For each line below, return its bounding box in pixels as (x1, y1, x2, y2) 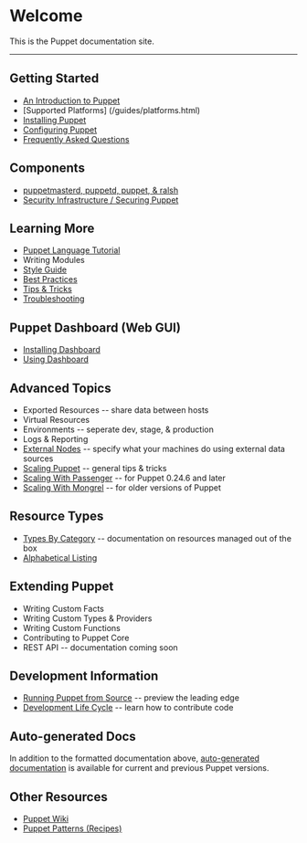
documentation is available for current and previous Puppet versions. (9, 763, 270, 774)
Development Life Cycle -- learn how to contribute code (22, 702, 234, 713)
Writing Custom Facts (22, 603, 105, 614)
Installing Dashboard (22, 344, 101, 355)
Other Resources (9, 789, 108, 805)
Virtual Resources (22, 415, 90, 425)
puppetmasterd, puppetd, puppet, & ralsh (22, 184, 179, 195)
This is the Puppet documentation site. (9, 36, 155, 47)
